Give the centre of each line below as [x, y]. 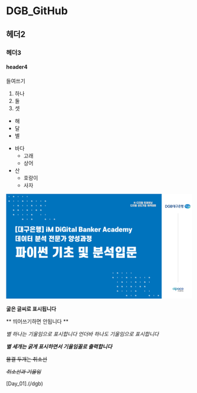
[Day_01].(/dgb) [24, 384]
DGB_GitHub [37, 11]
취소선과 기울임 [24, 372]
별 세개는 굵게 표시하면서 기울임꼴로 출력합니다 [59, 347]
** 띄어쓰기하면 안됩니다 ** [37, 321]
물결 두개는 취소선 [27, 359]
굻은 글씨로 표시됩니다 [31, 309]
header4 [17, 67]
